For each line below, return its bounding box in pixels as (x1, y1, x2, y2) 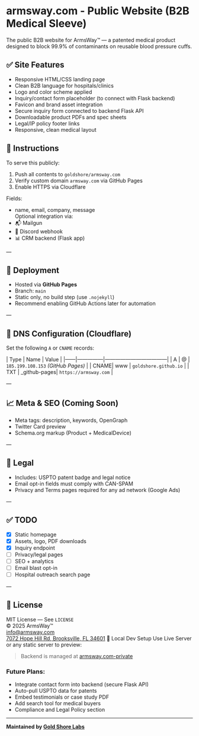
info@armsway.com (6, 628, 55, 636)
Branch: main (14, 287, 46, 294)
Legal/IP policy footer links (14, 120, 80, 127)
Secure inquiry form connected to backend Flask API (14, 107, 144, 114)
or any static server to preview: (6, 641, 82, 648)
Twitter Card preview (14, 423, 66, 430)
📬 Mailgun (14, 219, 43, 226)
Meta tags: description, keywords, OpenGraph (14, 417, 128, 424)
